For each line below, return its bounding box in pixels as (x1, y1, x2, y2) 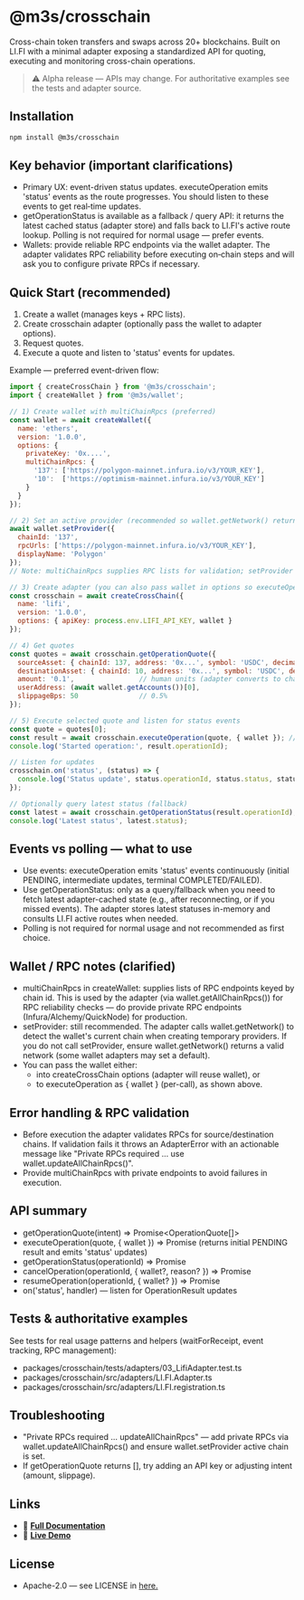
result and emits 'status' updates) (22, 1246, 147, 1257)
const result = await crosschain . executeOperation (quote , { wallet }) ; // (9, 733, 298, 743)
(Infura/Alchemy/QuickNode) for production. (22, 1011, 188, 1023)
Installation (9, 109, 74, 124)
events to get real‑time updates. (22, 201, 142, 212)
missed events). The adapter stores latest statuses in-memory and (22, 904, 271, 914)
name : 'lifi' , (17, 600, 71, 609)
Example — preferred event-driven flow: (9, 364, 160, 376)
